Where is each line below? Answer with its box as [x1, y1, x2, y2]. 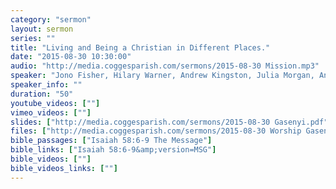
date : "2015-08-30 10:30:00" [10, 52, 132, 62]
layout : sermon [10, 24, 74, 34]
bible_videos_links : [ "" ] [10, 163, 118, 173]
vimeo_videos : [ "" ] [10, 107, 92, 118]
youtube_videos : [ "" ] [10, 98, 101, 108]
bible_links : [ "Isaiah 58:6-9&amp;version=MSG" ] [10, 145, 217, 155]
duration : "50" [10, 89, 74, 99]
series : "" [10, 33, 56, 43]
